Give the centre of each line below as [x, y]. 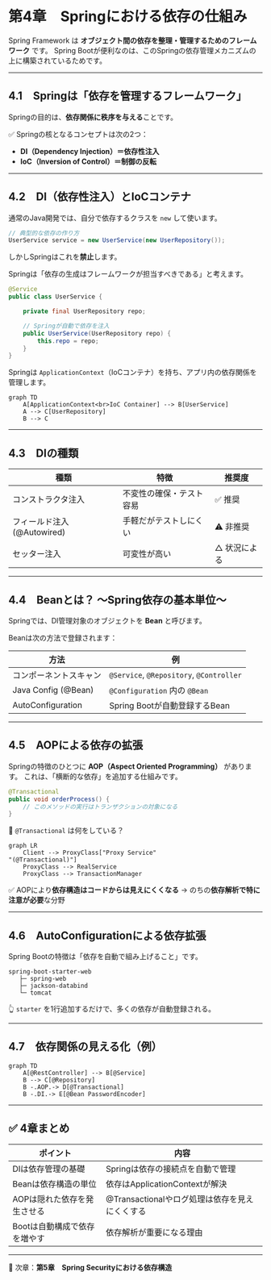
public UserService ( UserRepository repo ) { [97, 333]
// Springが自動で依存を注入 [67, 326]
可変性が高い [147, 554]
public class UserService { [56, 297]
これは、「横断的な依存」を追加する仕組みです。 [103, 776]
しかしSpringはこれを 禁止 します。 [65, 257]
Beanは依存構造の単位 [54, 1184]
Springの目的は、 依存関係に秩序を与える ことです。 [93, 117]
